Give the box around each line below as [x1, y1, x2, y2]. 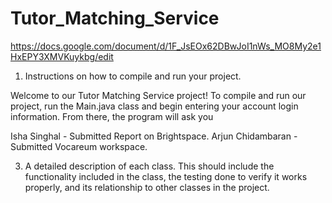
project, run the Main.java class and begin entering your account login [10, 100, 299, 112]
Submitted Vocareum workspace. [10, 140, 148, 152]
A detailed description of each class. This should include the [24, 160, 275, 172]
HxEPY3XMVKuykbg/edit [10, 50, 114, 62]
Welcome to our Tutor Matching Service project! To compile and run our [10, 89, 307, 101]
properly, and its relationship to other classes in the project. [24, 181, 270, 193]
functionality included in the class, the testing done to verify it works [24, 170, 308, 182]
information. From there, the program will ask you [10, 110, 214, 122]
